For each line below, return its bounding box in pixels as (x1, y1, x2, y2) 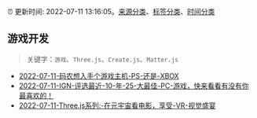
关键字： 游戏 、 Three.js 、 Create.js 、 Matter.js (26, 54, 178, 64)
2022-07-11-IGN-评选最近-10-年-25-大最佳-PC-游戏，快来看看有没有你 (18, 81, 249, 90)
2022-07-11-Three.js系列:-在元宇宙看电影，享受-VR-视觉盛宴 (18, 101, 216, 110)
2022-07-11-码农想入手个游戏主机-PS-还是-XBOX (18, 71, 180, 80)
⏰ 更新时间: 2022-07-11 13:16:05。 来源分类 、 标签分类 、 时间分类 (7, 7, 215, 16)
